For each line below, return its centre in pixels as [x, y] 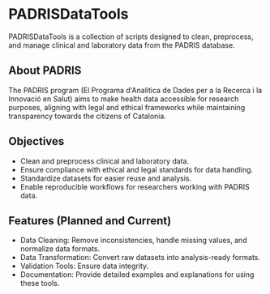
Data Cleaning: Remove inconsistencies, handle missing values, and [133, 241]
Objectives [36, 141]
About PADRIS [45, 71]
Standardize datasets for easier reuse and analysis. [106, 178]
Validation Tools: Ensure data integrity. [84, 266]
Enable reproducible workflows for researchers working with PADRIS [135, 186]
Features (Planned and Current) [90, 221]
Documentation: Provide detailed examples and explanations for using [137, 275]
